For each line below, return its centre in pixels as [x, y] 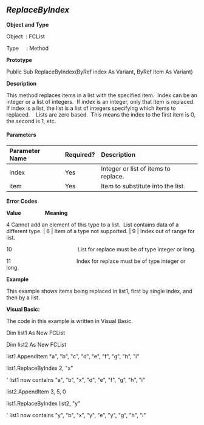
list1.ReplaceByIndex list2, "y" [43, 404]
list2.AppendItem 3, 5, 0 [36, 392]
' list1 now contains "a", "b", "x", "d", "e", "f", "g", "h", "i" [76, 380]
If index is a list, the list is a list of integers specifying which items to [91, 108]
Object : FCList [26, 36]
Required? [80, 155]
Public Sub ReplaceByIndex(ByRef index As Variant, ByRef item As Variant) [100, 72]
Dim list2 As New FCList [36, 345]
